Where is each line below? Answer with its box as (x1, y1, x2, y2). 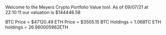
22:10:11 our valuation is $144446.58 (5, 9, 81, 15)
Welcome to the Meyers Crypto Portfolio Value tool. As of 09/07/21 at (5, 4, 148, 10)
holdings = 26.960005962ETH (5, 24, 69, 30)
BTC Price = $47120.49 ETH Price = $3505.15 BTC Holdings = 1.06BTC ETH (5, 19, 161, 25)
